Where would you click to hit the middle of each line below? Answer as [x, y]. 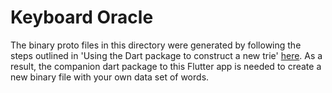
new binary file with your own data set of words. [110, 77]
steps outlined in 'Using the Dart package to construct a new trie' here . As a [166, 55]
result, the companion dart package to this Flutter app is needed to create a [166, 66]
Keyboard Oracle [82, 17]
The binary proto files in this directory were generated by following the [156, 45]
